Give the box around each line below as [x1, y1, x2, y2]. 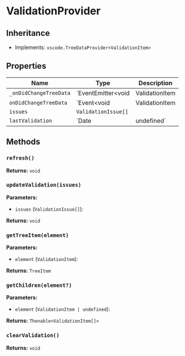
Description [138, 79, 173, 87]
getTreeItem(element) [6, 232, 69, 238]
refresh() [6, 155, 35, 162]
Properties [6, 61, 47, 71]
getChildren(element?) [6, 282, 72, 289]
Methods [6, 137, 41, 147]
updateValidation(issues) [6, 182, 82, 189]
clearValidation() [6, 332, 60, 339]
